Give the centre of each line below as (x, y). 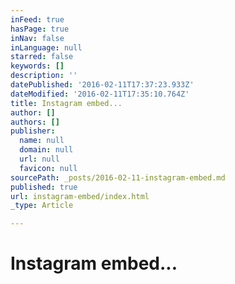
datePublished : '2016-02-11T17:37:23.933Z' (102, 85)
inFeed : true (37, 19)
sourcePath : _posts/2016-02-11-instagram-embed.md (118, 177)
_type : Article (42, 206)
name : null (42, 141)
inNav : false (37, 38)
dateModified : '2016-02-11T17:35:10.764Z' (100, 94)
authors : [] (35, 122)
